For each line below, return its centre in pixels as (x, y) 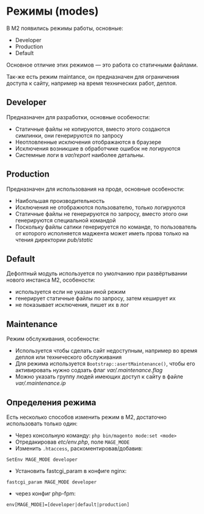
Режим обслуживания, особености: (53, 339)
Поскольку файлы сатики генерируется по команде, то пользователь (106, 227)
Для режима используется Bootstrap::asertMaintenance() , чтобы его (105, 364)
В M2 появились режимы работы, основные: (65, 28)
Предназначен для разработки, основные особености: (78, 117)
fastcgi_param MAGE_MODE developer (52, 482)
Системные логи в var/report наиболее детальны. (80, 155)
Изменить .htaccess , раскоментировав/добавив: (79, 448)
